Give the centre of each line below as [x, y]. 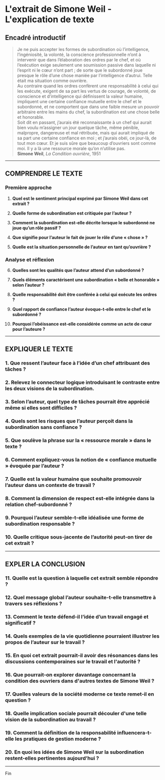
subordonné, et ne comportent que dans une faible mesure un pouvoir [88, 107]
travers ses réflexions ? [34, 604]
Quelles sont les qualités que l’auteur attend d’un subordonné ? [78, 270]
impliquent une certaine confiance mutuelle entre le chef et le [79, 101]
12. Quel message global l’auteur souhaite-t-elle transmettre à [81, 597]
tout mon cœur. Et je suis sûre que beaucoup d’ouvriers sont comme [86, 143]
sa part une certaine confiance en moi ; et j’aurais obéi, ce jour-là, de [87, 138]
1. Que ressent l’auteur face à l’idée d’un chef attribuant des [78, 363]
